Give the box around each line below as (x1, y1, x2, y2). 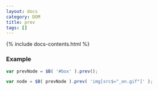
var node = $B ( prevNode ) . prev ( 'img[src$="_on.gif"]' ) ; (6, 79, 153, 85)
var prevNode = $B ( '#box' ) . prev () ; (6, 68, 98, 74)
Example (6, 55, 32, 63)
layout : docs (6, 8, 38, 15)
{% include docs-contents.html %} (6, 41, 90, 48)
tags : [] (6, 24, 28, 31)
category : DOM (6, 14, 41, 20)
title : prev (6, 19, 35, 25)
